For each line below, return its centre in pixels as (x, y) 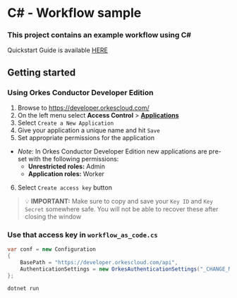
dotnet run (23, 288)
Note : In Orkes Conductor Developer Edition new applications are (112, 151)
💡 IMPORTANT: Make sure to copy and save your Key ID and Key (119, 201)
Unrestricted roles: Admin (67, 166)
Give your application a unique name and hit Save (89, 130)
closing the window (53, 217)
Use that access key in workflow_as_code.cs (83, 235)
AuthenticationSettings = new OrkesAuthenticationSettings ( (110, 269)
